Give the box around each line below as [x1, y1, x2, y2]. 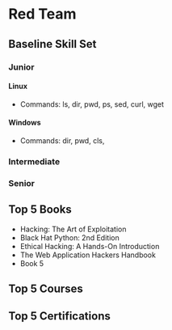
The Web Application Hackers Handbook [19, 250, 156, 260]
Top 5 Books [8, 203, 73, 217]
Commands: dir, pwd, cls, [19, 135, 105, 146]
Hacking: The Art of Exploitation [19, 224, 127, 234]
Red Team [8, 5, 77, 23]
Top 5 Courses [8, 281, 83, 295]
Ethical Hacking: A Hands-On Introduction [19, 241, 160, 251]
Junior [8, 61, 35, 73]
